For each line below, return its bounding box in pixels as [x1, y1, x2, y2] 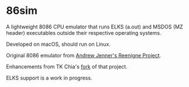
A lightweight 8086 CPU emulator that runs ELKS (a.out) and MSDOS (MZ [6, 23, 183, 30]
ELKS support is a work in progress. [6, 74, 92, 81]
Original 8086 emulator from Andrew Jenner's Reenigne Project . [6, 52, 161, 59]
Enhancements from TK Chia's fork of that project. [6, 63, 128, 70]
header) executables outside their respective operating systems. [6, 29, 162, 36]
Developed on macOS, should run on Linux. [6, 41, 111, 48]
